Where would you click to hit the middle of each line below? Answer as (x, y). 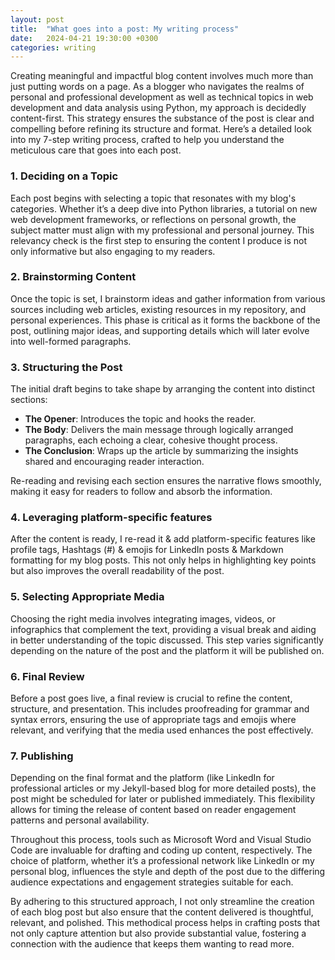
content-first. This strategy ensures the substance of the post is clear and (162, 118)
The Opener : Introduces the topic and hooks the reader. (140, 419)
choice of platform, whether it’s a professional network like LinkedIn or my (162, 861)
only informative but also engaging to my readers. (113, 251)
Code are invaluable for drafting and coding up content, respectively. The (161, 850)
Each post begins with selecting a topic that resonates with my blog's (153, 198)
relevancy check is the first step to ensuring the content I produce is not (159, 240)
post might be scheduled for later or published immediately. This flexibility (163, 799)
